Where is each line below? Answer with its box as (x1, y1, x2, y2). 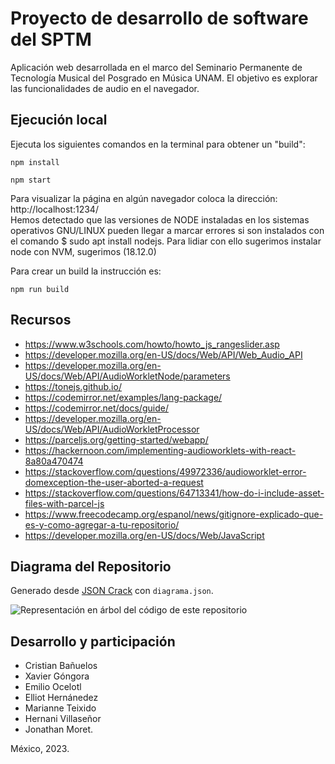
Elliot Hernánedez (24, 692, 99, 704)
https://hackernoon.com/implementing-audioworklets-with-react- (24, 444, 297, 456)
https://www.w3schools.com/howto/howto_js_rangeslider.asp (24, 338, 280, 350)
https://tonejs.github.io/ (24, 380, 122, 392)
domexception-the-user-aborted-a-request (24, 476, 204, 488)
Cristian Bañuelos (24, 660, 98, 672)
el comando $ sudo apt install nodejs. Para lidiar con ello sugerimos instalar (10, 235, 322, 247)
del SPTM (10, 28, 92, 51)
